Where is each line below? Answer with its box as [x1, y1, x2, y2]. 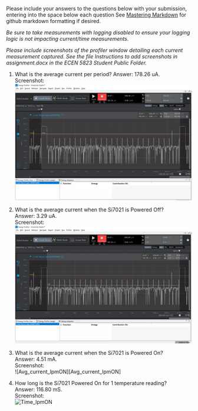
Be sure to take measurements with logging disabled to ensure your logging [6, 29, 190, 36]
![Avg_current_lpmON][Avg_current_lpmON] [14, 368, 121, 375]
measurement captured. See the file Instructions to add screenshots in [6, 53, 178, 60]
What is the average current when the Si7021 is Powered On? [14, 349, 163, 356]
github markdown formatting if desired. [6, 18, 101, 24]
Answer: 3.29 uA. [14, 212, 57, 219]
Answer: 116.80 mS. [14, 386, 62, 393]
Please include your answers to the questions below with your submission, [6, 5, 187, 12]
